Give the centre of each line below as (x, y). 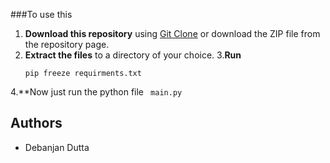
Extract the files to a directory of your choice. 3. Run (133, 55)
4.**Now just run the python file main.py (96, 92)
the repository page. (67, 44)
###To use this (41, 14)
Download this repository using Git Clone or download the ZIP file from (172, 33)
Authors (36, 123)
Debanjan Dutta (57, 147)
